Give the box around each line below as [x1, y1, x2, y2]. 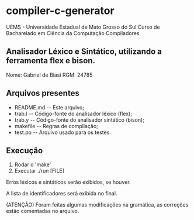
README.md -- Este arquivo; [14, 104, 85, 111]
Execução [6, 145, 43, 156]
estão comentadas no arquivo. [6, 208, 79, 215]
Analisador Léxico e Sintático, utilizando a [6, 47, 162, 57]
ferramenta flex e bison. [6, 56, 95, 66]
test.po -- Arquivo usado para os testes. [14, 129, 111, 136]
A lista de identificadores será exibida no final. [6, 190, 117, 197]
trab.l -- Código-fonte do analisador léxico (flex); [14, 110, 133, 117]
